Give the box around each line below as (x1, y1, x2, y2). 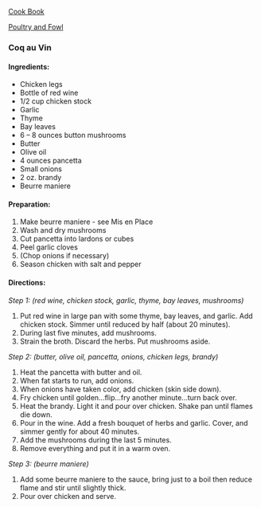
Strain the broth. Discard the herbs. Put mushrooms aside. (19, 336, 211, 346)
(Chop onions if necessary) (19, 251, 110, 261)
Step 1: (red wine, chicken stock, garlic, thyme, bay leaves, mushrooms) (8, 295, 244, 305)
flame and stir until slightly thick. (19, 482, 127, 493)
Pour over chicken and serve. (19, 491, 117, 501)
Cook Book (8, 7, 45, 16)
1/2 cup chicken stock (19, 96, 92, 106)
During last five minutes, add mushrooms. (19, 328, 158, 337)
